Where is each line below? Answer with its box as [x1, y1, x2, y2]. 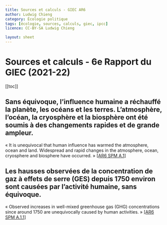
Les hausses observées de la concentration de [5, 167, 153, 176]
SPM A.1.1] [5, 214, 26, 220]
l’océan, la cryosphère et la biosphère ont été [5, 113, 148, 122]
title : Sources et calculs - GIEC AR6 [5, 7, 86, 12]
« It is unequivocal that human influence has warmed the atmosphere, [5, 142, 149, 148]
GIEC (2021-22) [5, 67, 71, 78]
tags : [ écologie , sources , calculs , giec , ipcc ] [5, 21, 108, 26]
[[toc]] [5, 83, 18, 89]
